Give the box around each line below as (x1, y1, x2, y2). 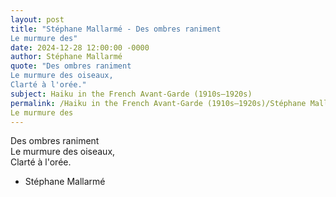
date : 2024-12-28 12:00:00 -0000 (10, 42, 150, 53)
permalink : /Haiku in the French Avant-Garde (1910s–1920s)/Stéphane (10, 98, 307, 108)
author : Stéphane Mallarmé (10, 52, 123, 62)
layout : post (10, 14, 65, 25)
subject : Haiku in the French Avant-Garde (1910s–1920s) (10, 89, 253, 99)
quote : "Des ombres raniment (10, 61, 132, 71)
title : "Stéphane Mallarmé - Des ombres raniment (10, 24, 222, 34)
